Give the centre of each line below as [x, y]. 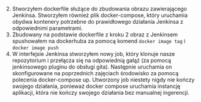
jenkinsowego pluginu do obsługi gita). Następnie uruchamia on [92, 67]
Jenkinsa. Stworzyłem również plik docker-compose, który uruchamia [100, 15]
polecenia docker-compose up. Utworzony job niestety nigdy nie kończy [103, 80]
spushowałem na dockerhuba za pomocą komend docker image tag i [99, 41]
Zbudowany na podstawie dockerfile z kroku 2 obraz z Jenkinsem [95, 35]
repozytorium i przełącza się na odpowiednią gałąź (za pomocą [92, 60]
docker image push [35, 48]
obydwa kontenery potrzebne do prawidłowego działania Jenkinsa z [98, 22]
